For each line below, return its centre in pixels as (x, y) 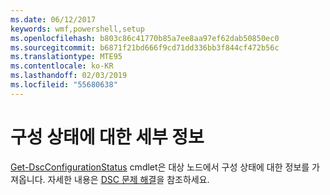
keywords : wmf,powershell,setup (77, 29)
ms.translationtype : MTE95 (66, 57)
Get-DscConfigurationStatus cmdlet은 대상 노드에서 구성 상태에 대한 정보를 (160, 167)
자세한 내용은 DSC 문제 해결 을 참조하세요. (128, 179)
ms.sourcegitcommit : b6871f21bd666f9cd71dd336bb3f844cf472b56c (145, 47)
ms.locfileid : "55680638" (64, 85)
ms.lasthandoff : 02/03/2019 (69, 76)
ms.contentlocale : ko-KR (62, 66)
